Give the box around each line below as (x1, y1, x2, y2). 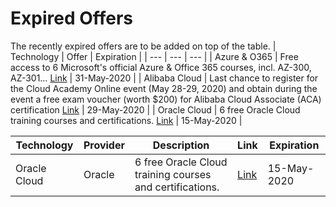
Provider (83, 138, 125, 152)
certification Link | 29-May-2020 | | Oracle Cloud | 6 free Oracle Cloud (10, 103, 301, 116)
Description (152, 138, 210, 152)
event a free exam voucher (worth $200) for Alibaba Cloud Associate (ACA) (10, 93, 322, 105)
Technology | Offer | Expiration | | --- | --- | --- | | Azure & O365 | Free (10, 50, 299, 62)
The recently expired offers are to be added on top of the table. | (10, 40, 277, 52)
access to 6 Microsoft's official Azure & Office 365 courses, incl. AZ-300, (10, 61, 312, 73)
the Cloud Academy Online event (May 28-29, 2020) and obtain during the (10, 82, 318, 94)
